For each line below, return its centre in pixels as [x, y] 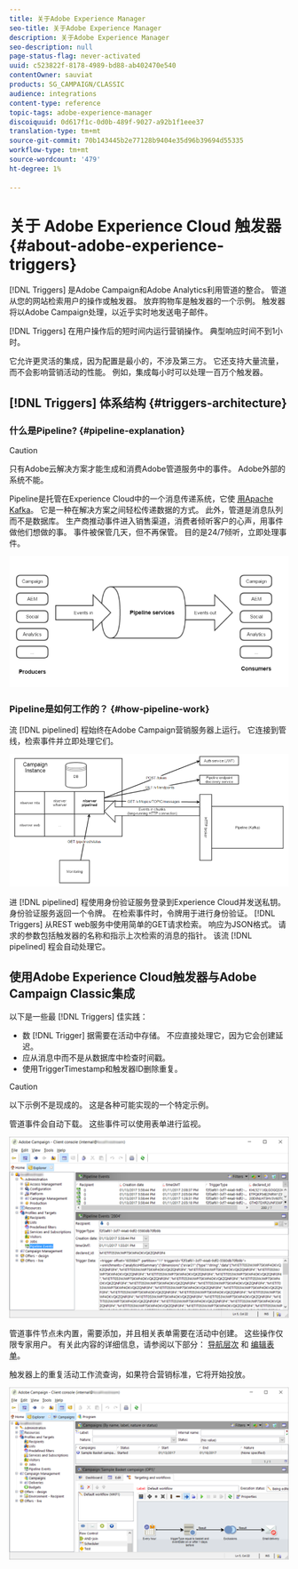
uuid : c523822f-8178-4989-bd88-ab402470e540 [93, 66]
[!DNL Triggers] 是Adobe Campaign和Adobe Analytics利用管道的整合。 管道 [148, 290]
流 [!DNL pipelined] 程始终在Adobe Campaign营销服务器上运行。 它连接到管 [148, 730]
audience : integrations [53, 93]
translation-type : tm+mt [55, 132]
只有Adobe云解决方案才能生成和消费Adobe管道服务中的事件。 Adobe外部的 [148, 469]
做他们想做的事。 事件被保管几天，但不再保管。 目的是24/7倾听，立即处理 [144, 532]
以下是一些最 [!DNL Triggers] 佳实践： [78, 1017]
